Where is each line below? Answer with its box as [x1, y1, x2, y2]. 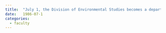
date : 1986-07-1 [5, 12, 43, 16]
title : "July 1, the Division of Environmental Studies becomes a [5, 7, 147, 12]
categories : [5, 16, 30, 21]
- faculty [9, 20, 30, 26]
